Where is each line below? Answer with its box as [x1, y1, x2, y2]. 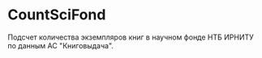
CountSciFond [7, 6, 106, 24]
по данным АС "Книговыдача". [7, 40, 114, 50]
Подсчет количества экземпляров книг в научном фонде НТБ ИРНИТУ [7, 32, 255, 42]
